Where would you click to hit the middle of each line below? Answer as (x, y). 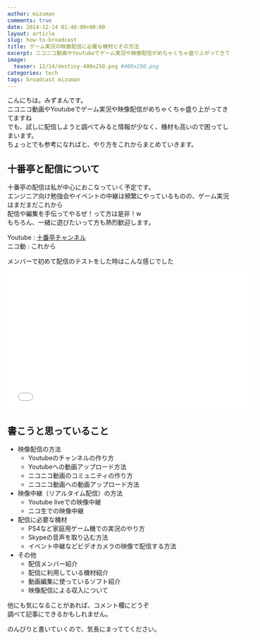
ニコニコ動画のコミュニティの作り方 (80, 476)
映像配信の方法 (39, 449)
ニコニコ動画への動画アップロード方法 (83, 484)
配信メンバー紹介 (53, 564)
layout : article (31, 34)
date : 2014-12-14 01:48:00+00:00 (56, 27)
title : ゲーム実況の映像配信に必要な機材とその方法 (73, 47)
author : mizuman (31, 14)
